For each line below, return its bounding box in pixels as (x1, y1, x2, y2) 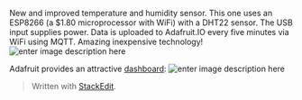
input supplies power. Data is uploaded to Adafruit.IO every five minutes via (9, 27, 290, 37)
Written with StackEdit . (31, 81, 117, 91)
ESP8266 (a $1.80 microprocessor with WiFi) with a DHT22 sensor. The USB (9, 17, 293, 28)
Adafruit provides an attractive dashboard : (9, 63, 167, 74)
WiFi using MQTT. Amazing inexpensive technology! (9, 36, 204, 47)
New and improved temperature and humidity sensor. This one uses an (9, 8, 273, 18)
